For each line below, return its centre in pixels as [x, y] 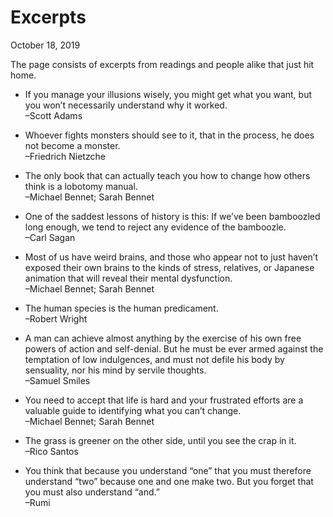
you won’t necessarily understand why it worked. [126, 105]
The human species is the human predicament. [121, 308]
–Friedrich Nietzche [65, 156]
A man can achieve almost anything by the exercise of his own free [163, 338]
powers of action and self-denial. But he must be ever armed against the [174, 348]
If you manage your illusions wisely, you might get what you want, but [168, 94]
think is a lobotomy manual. [81, 186]
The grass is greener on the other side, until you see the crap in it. [160, 440]
